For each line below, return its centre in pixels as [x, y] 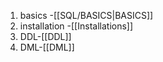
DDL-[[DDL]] [45, 36]
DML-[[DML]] [47, 47]
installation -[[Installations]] [76, 26]
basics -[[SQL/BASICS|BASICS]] [86, 15]
